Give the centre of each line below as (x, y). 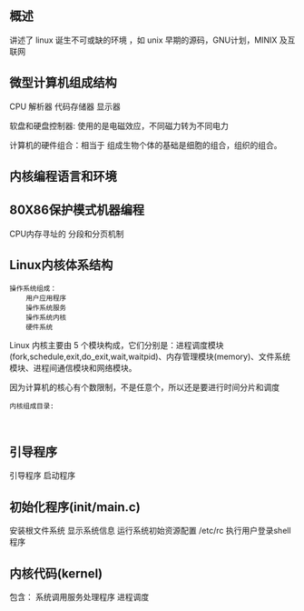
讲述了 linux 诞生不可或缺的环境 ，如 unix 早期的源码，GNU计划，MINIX (143, 40)
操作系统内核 (46, 317)
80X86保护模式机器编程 (77, 210)
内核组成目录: (32, 406)
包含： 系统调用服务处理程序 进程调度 (79, 597)
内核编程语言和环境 (63, 177)
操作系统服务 (46, 307)
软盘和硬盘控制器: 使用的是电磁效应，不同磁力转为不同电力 (119, 125)
